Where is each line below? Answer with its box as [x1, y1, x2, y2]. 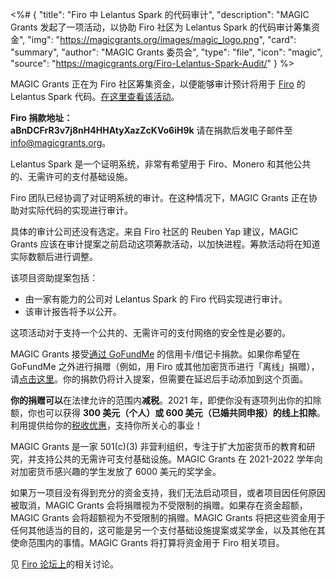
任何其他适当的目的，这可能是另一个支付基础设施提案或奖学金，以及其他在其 [10, 524, 326, 536]
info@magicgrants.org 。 [10, 137, 112, 148]
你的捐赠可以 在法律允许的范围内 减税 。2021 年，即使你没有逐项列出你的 [10, 394, 305, 406]
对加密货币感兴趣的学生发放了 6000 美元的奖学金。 [10, 466, 222, 477]
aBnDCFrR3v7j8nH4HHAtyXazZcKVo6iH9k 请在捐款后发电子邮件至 [10, 124, 293, 136]
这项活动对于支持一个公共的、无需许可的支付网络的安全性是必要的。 [10, 327, 291, 338]
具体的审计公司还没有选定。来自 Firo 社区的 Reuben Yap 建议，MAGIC [10, 226, 299, 237]
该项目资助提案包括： [10, 272, 98, 283]
